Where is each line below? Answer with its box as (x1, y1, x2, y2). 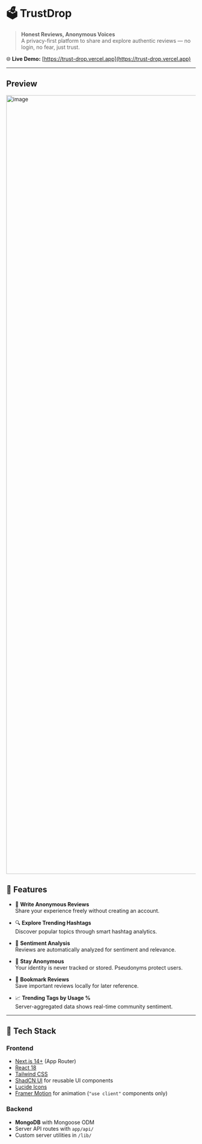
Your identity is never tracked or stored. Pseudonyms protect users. (14, 964, 183, 971)
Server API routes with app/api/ (14, 1125, 94, 1132)
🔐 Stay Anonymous (14, 958, 64, 965)
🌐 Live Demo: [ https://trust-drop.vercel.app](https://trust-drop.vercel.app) (6, 55, 191, 62)
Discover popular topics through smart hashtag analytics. (14, 927, 158, 935)
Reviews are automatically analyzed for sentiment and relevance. (14, 945, 176, 953)
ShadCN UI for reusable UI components (14, 1077, 113, 1084)
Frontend (6, 1044, 34, 1052)
